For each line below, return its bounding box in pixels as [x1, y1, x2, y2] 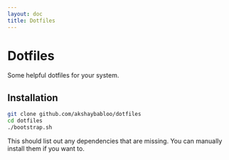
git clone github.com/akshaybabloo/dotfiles [7, 111, 142, 118]
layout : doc [7, 10, 43, 18]
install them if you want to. [7, 144, 85, 153]
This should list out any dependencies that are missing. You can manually [7, 137, 223, 145]
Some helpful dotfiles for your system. [7, 71, 119, 80]
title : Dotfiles [7, 17, 55, 24]
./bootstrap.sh [7, 124, 53, 131]
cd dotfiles [7, 117, 43, 124]
